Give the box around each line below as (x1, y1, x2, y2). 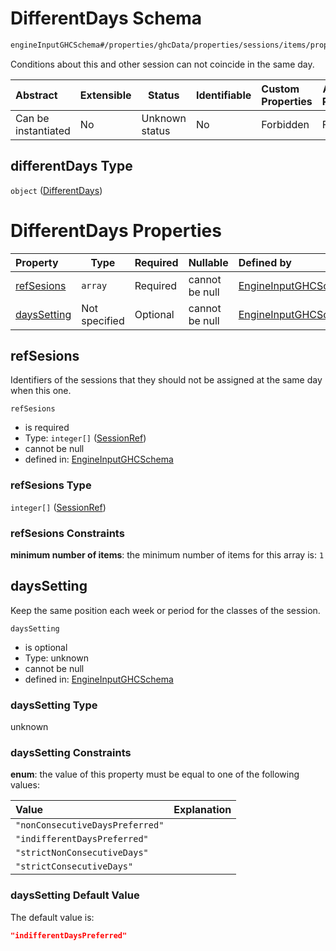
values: (10, 779, 40, 791)
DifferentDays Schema (10, 7, 203, 30)
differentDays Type (10, 158, 133, 175)
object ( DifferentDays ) (10, 184, 103, 196)
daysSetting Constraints (10, 746, 132, 759)
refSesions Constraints (10, 526, 125, 540)
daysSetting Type (10, 698, 98, 712)
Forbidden (261, 117, 310, 131)
